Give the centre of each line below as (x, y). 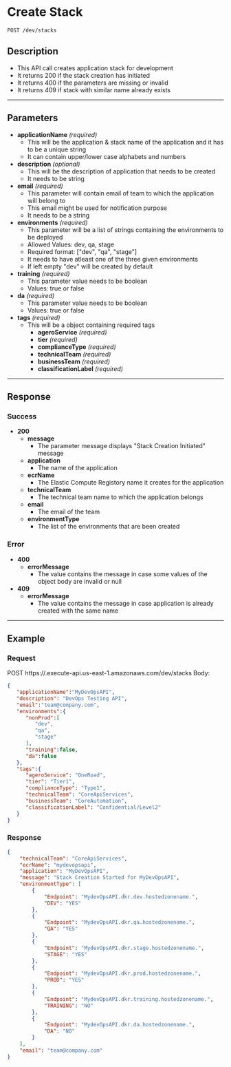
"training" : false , (52, 750)
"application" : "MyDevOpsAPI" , (64, 871)
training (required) (43, 273)
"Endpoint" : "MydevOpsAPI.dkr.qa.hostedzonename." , (119, 922)
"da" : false (41, 756)
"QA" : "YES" (61, 929)
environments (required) (52, 222)
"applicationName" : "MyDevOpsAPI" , (66, 693)
